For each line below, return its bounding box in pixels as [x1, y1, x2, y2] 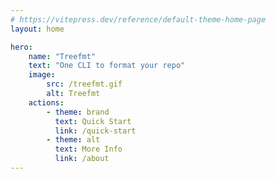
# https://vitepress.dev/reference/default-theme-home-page [10, 14, 267, 25]
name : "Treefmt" [28, 51, 97, 61]
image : [28, 70, 56, 80]
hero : [10, 42, 33, 52]
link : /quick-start [54, 126, 137, 136]
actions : [28, 97, 65, 108]
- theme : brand [46, 107, 110, 117]
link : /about [54, 154, 110, 164]
